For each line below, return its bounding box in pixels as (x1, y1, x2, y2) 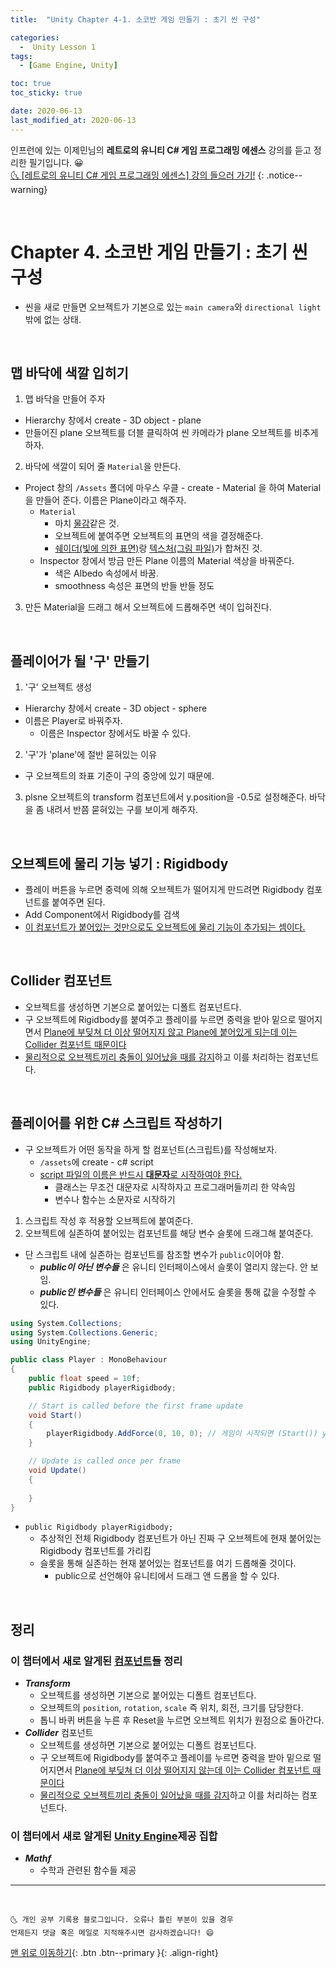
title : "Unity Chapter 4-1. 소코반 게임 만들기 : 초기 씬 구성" (10, 14, 261, 25)
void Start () (28, 1410, 83, 1420)
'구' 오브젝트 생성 (24, 681, 93, 693)
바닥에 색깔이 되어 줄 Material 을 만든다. (24, 461, 182, 473)
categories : (10, 32, 60, 43)
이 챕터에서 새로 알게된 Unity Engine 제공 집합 (10, 1829, 218, 1843)
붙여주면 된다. (51, 896, 106, 908)
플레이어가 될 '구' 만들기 (10, 652, 150, 670)
